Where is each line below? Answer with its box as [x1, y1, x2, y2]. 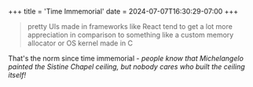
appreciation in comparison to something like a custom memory [27, 31, 234, 39]
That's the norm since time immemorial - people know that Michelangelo [8, 54, 244, 63]
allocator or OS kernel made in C [27, 38, 134, 48]
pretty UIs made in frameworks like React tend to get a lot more [27, 22, 233, 31]
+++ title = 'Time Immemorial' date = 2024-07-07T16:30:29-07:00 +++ [8, 7, 239, 16]
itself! [8, 71, 26, 79]
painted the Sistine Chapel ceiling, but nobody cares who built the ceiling [8, 62, 245, 71]
